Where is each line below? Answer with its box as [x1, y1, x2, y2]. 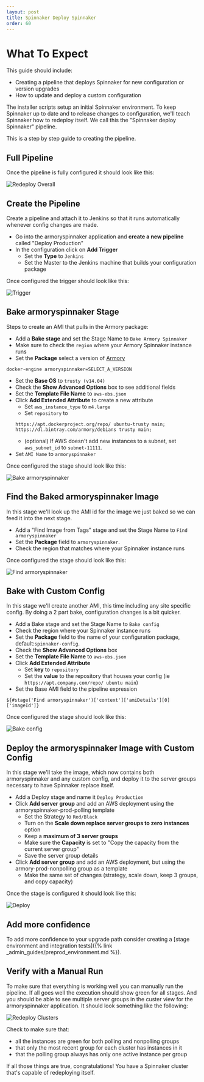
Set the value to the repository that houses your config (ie [24, 672, 171, 680]
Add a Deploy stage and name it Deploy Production [15, 793, 144, 801]
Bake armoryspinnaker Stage [6, 307, 120, 317]
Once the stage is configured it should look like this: [6, 890, 137, 897]
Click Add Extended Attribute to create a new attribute [15, 396, 153, 403]
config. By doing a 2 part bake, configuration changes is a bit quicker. [6, 609, 181, 616]
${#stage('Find [6, 697, 45, 704]
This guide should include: [6, 67, 73, 74]
